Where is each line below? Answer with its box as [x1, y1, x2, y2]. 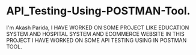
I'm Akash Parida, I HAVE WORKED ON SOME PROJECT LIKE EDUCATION [6, 24, 189, 31]
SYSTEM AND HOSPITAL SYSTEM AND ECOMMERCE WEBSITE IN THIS [6, 30, 185, 37]
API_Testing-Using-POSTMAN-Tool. [6, 4, 191, 18]
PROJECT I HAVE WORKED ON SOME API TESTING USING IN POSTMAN [6, 36, 187, 44]
